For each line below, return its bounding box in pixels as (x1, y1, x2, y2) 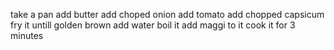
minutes (10, 30, 44, 41)
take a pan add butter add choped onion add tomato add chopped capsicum (10, 9, 325, 20)
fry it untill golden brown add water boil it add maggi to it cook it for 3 (10, 19, 296, 31)
